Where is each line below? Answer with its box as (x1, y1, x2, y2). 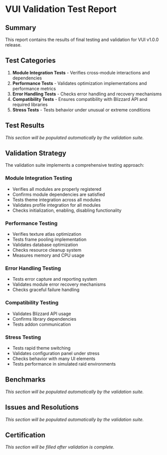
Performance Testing (5, 220, 58, 227)
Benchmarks (5, 376, 46, 384)
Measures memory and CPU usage (12, 252, 85, 258)
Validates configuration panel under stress (12, 350, 100, 356)
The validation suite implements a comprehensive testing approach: (5, 162, 145, 168)
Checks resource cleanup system (12, 247, 81, 253)
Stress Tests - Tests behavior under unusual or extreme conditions (12, 106, 151, 113)
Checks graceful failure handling (12, 287, 80, 293)
